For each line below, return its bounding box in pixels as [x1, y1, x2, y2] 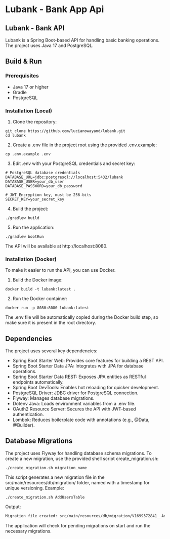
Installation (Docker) [5, 256, 57, 263]
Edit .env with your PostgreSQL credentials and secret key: [12, 160, 136, 167]
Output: [5, 504, 21, 510]
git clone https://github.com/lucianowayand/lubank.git [5, 128, 125, 134]
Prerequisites [5, 72, 39, 79]
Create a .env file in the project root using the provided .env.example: [12, 142, 157, 148]
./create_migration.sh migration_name [5, 465, 87, 470]
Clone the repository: [12, 118, 57, 125]
